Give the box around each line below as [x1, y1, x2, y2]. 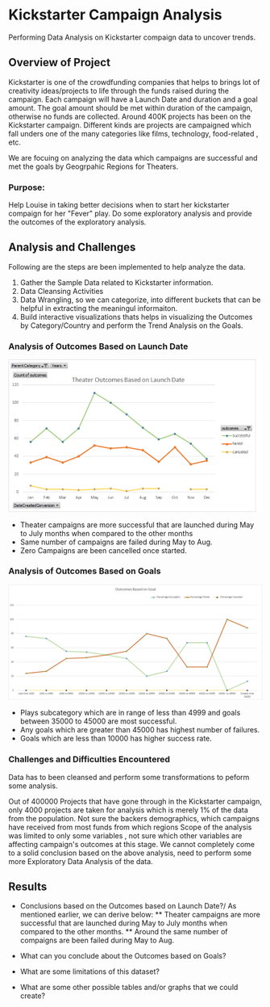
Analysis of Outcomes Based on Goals [8, 565, 161, 577]
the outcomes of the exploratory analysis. [8, 217, 147, 227]
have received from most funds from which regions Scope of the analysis [8, 822, 252, 832]
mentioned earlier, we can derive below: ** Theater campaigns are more [19, 910, 260, 920]
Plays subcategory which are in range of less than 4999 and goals [19, 708, 241, 718]
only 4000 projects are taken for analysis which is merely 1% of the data [8, 805, 248, 815]
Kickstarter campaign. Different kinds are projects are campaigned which [8, 120, 251, 130]
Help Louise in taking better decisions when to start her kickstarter [8, 200, 230, 210]
